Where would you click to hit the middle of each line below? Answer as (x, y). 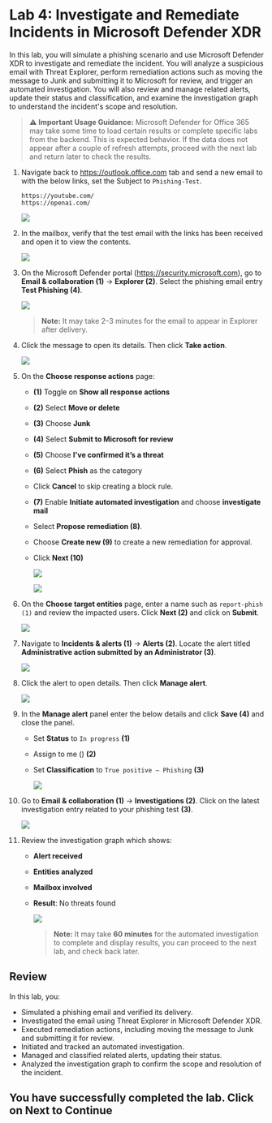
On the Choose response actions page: (88, 376)
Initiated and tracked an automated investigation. (103, 1046)
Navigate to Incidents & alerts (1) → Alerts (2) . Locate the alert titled (136, 643)
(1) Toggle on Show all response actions (101, 392)
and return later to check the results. (90, 157)
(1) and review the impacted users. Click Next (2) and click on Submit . (140, 612)
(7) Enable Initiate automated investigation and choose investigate (147, 501)
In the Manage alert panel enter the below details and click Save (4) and (142, 714)
